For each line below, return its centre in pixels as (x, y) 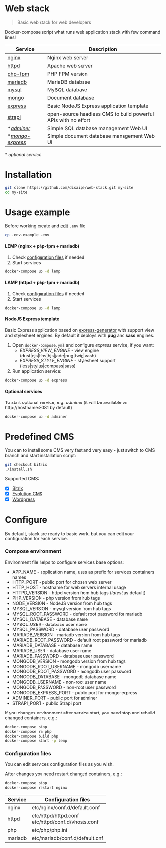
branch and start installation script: (41, 455)
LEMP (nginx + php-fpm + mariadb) (42, 246)
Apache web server (70, 66)
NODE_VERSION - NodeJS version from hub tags (62, 603)
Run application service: (37, 371)
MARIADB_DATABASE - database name (52, 645)
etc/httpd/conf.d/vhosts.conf (65, 822)
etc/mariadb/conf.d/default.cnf (67, 838)
